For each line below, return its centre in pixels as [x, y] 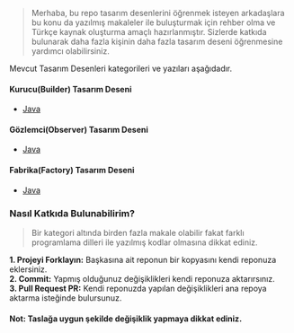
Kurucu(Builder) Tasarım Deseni [71, 89]
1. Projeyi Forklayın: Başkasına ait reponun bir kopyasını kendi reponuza [143, 259]
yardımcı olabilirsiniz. [70, 51]
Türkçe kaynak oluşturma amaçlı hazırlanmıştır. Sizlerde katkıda [149, 32]
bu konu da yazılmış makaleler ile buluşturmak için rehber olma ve [153, 22]
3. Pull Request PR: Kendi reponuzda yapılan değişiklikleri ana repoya [138, 288]
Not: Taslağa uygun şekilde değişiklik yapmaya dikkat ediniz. [126, 319]
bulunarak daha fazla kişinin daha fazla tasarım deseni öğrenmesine [157, 41]
